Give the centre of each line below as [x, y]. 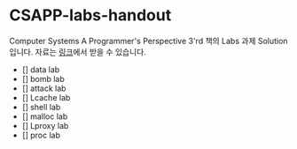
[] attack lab [44, 88]
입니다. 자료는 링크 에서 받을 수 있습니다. [78, 52]
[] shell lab [41, 107]
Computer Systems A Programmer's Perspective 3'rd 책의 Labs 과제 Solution [148, 41]
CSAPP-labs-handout [90, 15]
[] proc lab [41, 135]
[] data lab [41, 69]
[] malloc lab [45, 116]
